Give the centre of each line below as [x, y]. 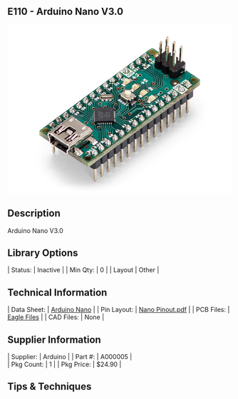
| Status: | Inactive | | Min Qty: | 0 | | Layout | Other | [83, 270]
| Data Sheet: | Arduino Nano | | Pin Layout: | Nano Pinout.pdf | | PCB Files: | [119, 310]
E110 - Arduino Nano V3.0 [65, 12]
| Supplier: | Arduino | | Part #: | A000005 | [70, 357]
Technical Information [57, 292]
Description [34, 213]
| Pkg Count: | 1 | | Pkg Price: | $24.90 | [64, 364]
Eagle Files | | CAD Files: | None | [56, 317]
